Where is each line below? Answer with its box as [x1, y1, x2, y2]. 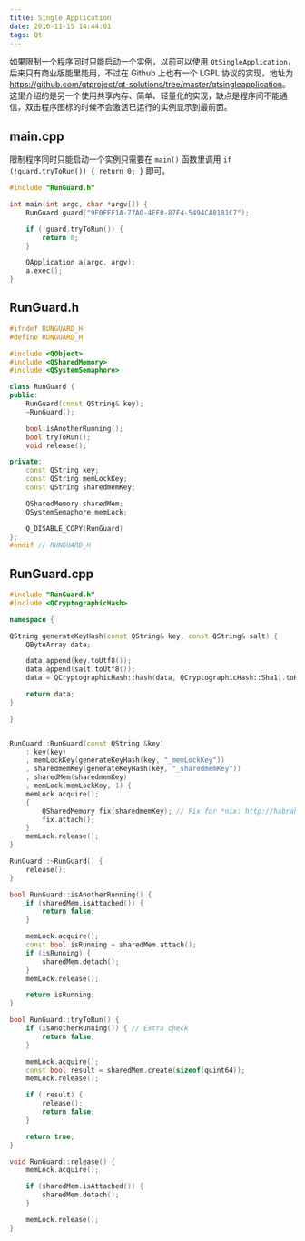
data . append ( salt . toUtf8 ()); [25, 665, 136, 674]
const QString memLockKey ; [25, 475, 128, 484]
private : [9, 457, 43, 466]
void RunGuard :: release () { [9, 1156, 116, 1166]
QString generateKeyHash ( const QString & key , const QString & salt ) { [9, 631, 279, 641]
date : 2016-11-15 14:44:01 [9, 22, 112, 31]
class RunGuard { [9, 383, 75, 392]
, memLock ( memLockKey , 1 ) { [25, 781, 132, 791]
